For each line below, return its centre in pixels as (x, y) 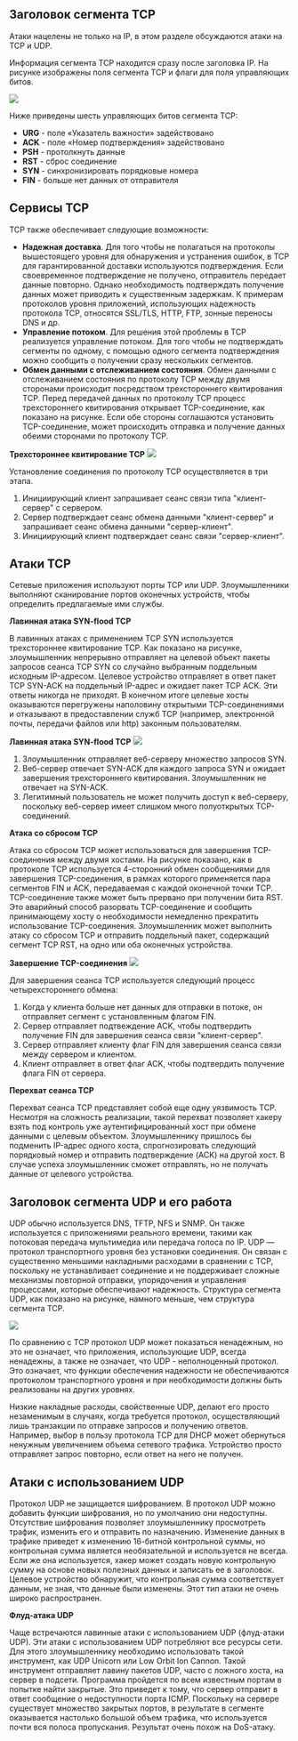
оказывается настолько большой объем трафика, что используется (138, 1718)
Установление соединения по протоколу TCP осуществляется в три (139, 472)
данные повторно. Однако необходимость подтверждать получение (153, 285)
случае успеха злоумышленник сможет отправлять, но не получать (139, 1165)
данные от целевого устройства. (72, 1174)
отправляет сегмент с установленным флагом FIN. (119, 1017)
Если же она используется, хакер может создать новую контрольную (143, 1560)
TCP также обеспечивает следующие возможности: (109, 230)
